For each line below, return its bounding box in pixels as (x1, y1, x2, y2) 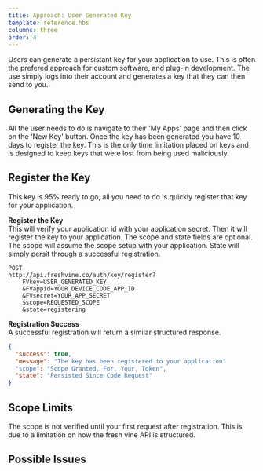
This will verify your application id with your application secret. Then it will (8, 224, 247, 233)
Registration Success (8, 319, 80, 328)
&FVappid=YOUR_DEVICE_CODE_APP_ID (22, 284, 135, 293)
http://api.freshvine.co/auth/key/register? (8, 271, 156, 279)
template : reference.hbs (8, 19, 89, 27)
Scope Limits (8, 401, 73, 414)
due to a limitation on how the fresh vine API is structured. (8, 429, 196, 440)
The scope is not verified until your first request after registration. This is (8, 422, 243, 431)
